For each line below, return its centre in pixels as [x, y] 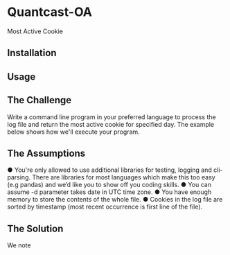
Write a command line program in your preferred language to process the [112, 117]
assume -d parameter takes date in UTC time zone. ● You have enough [109, 192]
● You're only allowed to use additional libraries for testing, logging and [110, 170]
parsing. [19, 177]
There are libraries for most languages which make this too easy [124, 177]
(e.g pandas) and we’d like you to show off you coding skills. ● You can [109, 185]
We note [19, 245]
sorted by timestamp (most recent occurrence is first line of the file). [105, 207]
